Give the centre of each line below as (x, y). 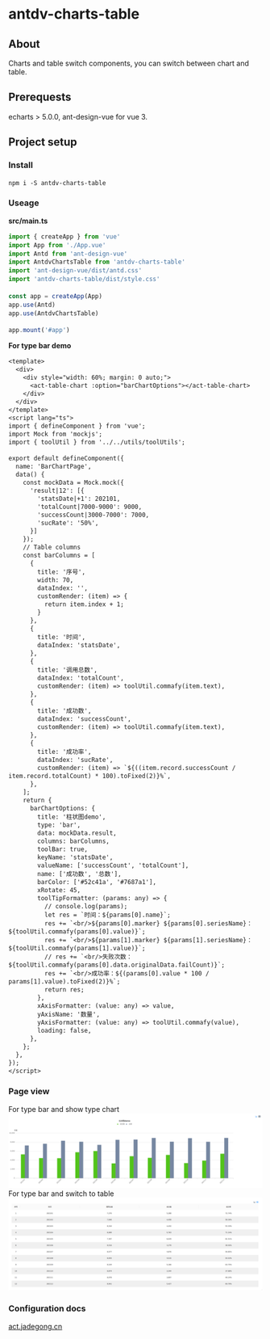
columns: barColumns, (74, 841)
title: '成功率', (64, 752)
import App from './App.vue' (57, 245)
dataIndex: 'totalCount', (81, 678)
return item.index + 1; (84, 604)
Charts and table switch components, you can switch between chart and (129, 63)
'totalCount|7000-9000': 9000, (90, 507)
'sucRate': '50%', (68, 523)
